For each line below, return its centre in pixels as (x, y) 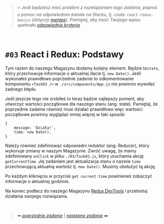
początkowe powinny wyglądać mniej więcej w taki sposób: (66, 114)
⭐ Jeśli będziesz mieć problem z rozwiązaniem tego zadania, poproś (87, 7)
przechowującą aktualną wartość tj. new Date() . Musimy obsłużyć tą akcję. (81, 166)
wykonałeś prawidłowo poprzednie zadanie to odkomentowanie (69, 78)
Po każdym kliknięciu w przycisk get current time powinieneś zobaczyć (79, 176)
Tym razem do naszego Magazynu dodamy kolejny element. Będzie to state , (82, 68)
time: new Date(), (33, 132)
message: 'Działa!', (35, 128)
